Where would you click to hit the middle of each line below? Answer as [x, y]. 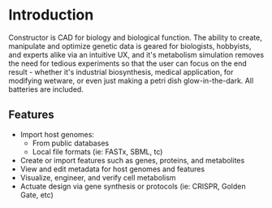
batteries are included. [46, 89]
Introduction [51, 15]
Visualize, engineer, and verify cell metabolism [98, 177]
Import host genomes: [57, 134]
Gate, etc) [37, 195]
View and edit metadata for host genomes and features [112, 169]
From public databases [71, 143]
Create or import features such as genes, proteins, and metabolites [132, 160]
